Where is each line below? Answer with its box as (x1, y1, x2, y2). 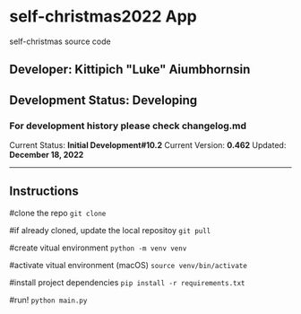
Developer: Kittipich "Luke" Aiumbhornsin (9, 62, 251, 77)
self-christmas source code (9, 36, 111, 47)
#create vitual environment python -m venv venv (9, 242, 187, 253)
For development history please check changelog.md (9, 119, 247, 132)
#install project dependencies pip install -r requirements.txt (9, 276, 245, 288)
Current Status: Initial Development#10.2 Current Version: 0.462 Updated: (9, 140, 287, 151)
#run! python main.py (9, 294, 88, 305)
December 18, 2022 (9, 150, 84, 161)
